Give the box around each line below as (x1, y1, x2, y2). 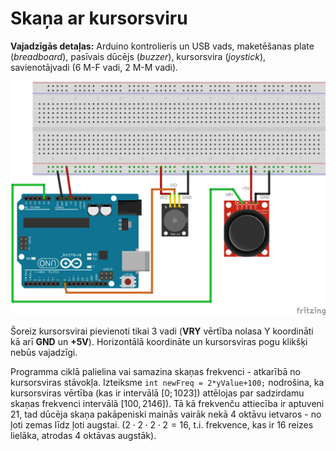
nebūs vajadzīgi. (10, 347, 78, 358)
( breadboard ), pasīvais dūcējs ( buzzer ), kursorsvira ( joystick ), (10, 50, 267, 62)
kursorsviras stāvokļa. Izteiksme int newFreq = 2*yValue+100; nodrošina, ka (10, 377, 325, 388)
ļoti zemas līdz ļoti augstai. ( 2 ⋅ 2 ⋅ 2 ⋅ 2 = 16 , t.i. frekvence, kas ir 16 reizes (10, 419, 314, 431)
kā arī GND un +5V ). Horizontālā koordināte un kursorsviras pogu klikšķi (10, 336, 308, 347)
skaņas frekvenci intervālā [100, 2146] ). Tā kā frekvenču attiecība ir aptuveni (10, 398, 325, 409)
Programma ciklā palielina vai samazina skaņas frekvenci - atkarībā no (10, 366, 301, 377)
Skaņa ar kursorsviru (10, 7, 188, 30)
